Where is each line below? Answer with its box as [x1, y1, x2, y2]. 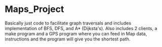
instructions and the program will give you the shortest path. [5, 36, 131, 42]
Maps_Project [5, 3, 64, 15]
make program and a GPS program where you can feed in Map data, [5, 30, 147, 36]
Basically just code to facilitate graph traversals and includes [5, 20, 132, 26]
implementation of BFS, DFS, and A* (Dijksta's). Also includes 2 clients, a [5, 25, 157, 31]
